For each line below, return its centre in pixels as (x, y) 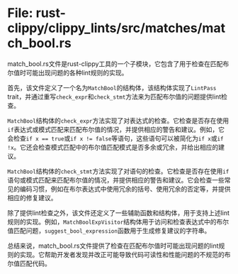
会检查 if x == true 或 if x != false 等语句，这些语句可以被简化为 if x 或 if (115, 138)
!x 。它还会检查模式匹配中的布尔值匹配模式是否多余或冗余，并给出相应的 (113, 147)
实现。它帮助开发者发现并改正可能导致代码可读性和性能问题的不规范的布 (125, 254)
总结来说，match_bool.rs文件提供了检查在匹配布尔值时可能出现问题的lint (113, 246)
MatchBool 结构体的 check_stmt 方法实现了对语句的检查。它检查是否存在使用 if (118, 171)
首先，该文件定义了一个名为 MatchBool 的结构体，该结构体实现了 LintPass (112, 87)
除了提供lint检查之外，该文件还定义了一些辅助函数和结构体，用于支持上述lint (119, 213)
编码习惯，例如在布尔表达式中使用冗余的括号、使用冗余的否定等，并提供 (125, 189)
